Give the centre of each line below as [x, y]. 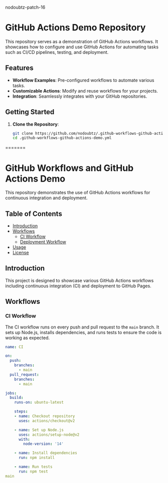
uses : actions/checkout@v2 [47, 421]
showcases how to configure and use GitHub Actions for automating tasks [82, 47]
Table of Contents [34, 214]
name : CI [14, 347]
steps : [21, 412]
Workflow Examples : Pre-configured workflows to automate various [83, 80]
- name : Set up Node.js [39, 430]
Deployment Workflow [43, 242]
